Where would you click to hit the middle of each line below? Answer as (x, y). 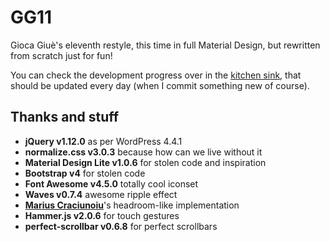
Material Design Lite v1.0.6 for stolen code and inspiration (145, 162)
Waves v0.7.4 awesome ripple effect (101, 194)
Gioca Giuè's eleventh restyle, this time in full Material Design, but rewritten (165, 45)
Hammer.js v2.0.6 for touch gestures (102, 215)
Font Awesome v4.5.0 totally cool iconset (111, 183)
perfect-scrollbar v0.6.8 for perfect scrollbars (121, 226)
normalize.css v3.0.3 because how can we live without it (143, 152)
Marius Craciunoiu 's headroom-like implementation (132, 205)
